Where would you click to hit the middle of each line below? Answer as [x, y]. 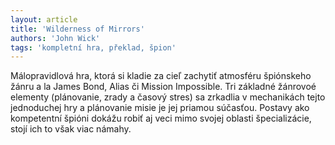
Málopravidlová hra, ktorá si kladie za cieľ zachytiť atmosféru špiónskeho [161, 76]
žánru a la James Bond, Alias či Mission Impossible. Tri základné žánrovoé [163, 87]
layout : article [44, 19]
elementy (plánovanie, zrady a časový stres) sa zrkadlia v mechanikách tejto [168, 97]
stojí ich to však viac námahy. [71, 129]
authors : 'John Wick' [55, 38]
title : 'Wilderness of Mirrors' [77, 29]
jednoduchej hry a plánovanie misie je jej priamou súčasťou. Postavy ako [160, 108]
